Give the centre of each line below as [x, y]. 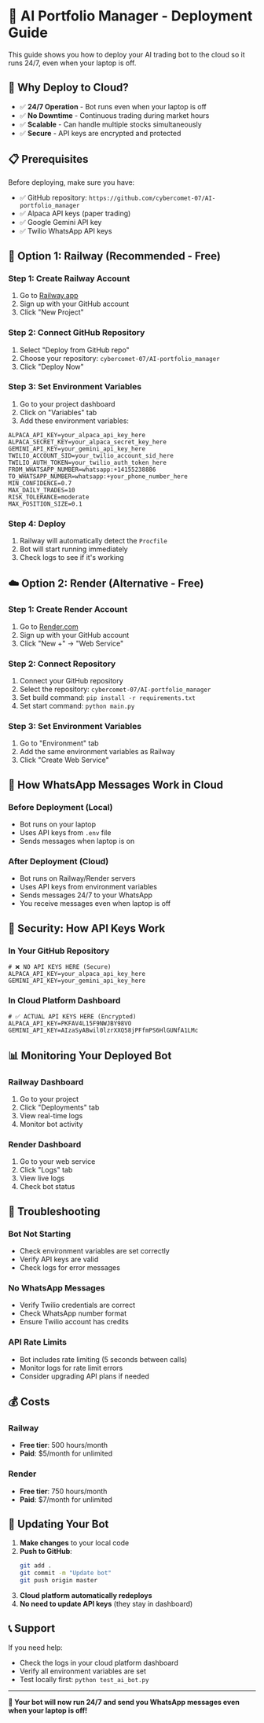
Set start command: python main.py [77, 706]
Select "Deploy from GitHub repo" [74, 350]
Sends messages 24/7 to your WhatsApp [86, 895]
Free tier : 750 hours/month [63, 1491]
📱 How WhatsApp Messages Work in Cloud [116, 784]
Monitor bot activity [51, 1125]
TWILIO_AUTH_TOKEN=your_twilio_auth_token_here [88, 462]
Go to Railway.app [49, 296]
